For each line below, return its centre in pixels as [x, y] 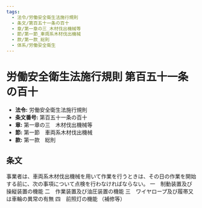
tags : [13, 12]
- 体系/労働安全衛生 [34, 46]
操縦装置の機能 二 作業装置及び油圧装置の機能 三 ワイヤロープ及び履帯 [97, 191]
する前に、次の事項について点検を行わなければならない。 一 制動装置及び [99, 183]
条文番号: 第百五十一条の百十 [51, 117]
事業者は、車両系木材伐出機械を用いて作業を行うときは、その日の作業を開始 [101, 176]
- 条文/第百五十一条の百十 [40, 23]
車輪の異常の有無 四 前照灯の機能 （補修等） [68, 198]
